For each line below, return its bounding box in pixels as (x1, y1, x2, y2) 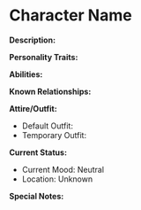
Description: (9, 35, 56, 45)
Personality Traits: (9, 51, 78, 62)
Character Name (9, 5, 132, 26)
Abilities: (9, 68, 43, 80)
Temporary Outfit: (21, 129, 86, 140)
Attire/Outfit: (9, 103, 57, 113)
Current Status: (9, 147, 68, 158)
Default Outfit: (21, 121, 73, 131)
